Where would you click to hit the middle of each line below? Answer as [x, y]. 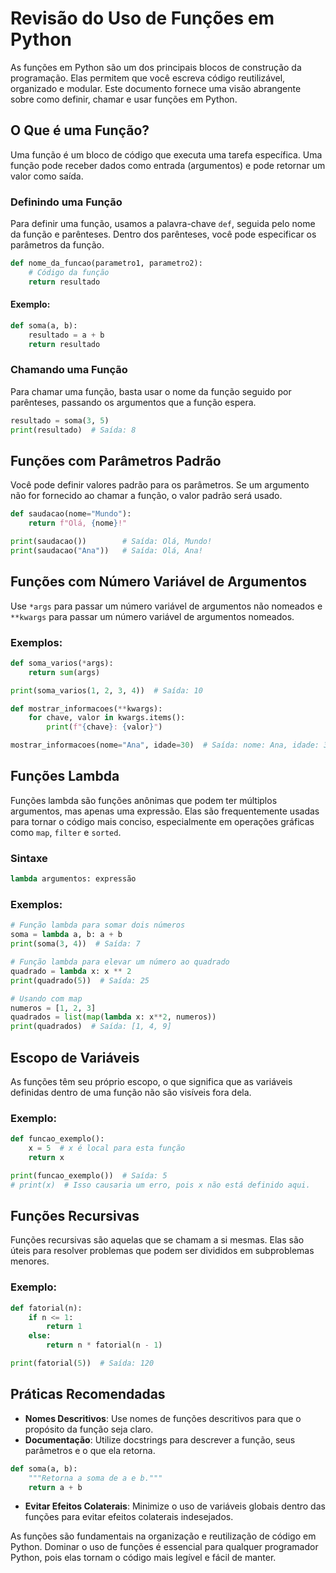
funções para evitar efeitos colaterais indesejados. [129, 1517]
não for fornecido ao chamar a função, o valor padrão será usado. [146, 496]
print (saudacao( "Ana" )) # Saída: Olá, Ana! [106, 550]
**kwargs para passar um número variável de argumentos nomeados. [152, 616]
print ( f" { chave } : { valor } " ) [104, 727]
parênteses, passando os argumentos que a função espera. [133, 402]
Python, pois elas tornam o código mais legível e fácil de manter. [143, 1558]
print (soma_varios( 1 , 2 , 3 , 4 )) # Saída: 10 [106, 690]
